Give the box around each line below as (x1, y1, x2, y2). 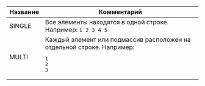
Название (9, 8, 40, 16)
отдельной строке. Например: (45, 43, 135, 51)
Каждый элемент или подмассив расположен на (45, 36, 191, 44)
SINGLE (9, 22, 32, 30)
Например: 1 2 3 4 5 (45, 25, 108, 34)
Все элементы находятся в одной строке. (45, 18, 169, 26)
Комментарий (98, 8, 142, 16)
